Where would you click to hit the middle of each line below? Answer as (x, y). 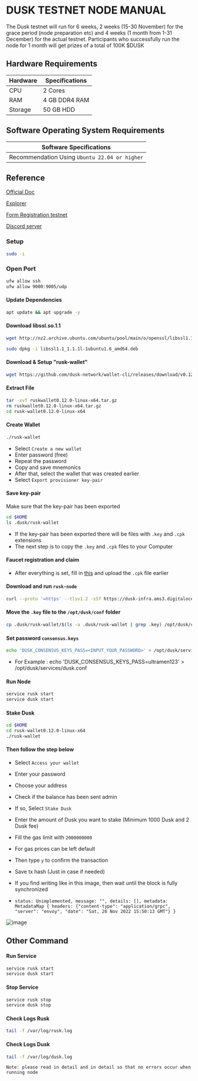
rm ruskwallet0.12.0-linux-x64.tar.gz (54, 406)
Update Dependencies (34, 300)
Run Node (19, 682)
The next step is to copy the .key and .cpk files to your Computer (94, 546)
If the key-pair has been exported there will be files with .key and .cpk (100, 534)
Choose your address (41, 785)
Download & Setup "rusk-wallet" (47, 362)
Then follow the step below (40, 749)
